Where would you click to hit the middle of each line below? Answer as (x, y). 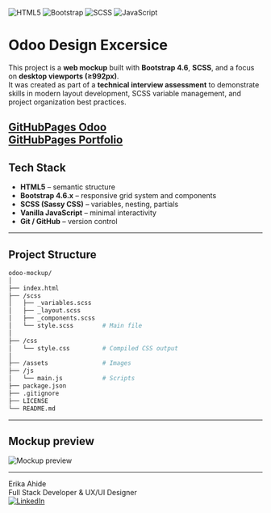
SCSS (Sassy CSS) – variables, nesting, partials (99, 204)
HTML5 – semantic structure (67, 187)
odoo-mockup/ (30, 273)
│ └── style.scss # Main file (75, 326)
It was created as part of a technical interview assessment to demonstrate (134, 84)
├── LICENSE (28, 401)
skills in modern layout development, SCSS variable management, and (125, 93)
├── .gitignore (34, 393)
